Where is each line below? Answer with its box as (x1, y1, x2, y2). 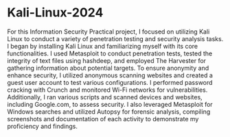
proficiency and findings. (7, 122, 78, 130)
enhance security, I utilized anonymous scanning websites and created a (7, 71, 213, 79)
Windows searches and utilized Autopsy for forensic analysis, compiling (7, 108, 211, 116)
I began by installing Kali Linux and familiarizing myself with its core (7, 42, 198, 50)
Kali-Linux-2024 (7, 5, 104, 21)
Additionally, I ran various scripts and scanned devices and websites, (7, 92, 203, 101)
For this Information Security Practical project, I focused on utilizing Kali (7, 27, 210, 36)
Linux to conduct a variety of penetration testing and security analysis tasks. (7, 34, 224, 42)
